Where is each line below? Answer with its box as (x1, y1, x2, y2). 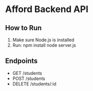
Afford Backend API (5, 4, 88, 15)
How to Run (5, 24, 42, 32)
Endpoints (5, 57, 38, 65)
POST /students (12, 75, 45, 81)
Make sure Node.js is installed (12, 37, 74, 43)
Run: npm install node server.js (12, 42, 76, 48)
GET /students (12, 70, 42, 76)
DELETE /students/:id (12, 80, 56, 86)
